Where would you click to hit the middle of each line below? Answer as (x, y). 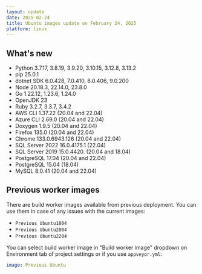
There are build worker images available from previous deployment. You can (101, 204)
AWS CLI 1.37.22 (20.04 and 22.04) (59, 113)
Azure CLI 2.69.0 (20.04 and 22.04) (60, 119)
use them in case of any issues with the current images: (76, 211)
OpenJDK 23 (31, 100)
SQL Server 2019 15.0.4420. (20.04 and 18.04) (73, 152)
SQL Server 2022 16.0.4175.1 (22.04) (60, 145)
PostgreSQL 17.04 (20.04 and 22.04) (60, 158)
